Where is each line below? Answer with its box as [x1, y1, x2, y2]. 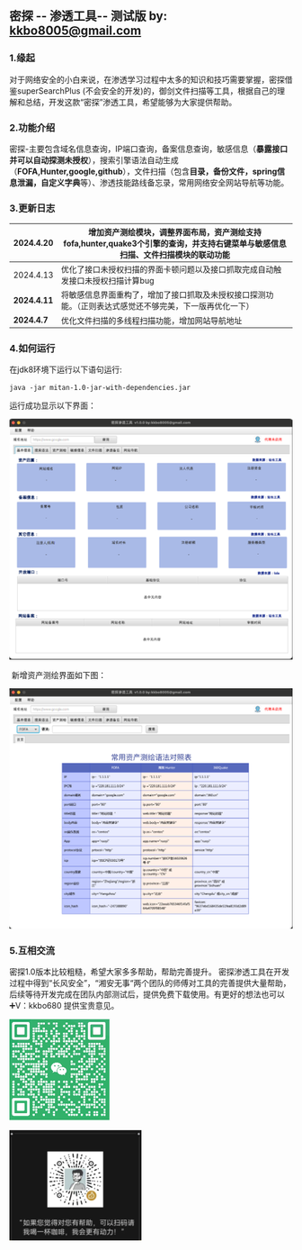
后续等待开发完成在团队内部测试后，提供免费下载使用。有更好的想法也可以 [9, 989, 285, 1000]
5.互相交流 [9, 944, 56, 956]
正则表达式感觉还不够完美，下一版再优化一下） [80, 301, 254, 312]
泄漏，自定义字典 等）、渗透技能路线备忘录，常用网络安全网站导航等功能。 [16, 177, 289, 187]
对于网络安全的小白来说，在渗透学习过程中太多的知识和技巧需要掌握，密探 [9, 74, 285, 85]
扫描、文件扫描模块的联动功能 [120, 249, 231, 259]
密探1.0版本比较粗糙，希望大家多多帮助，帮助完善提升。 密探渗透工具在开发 [9, 966, 290, 977]
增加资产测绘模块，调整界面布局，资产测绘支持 [88, 226, 262, 237]
